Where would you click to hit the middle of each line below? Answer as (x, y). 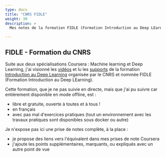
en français (24, 109)
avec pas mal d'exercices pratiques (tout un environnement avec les (82, 114)
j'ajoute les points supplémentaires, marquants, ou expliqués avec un (83, 144)
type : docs (16, 10)
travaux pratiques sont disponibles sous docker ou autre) (70, 120)
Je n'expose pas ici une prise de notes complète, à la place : (67, 129)
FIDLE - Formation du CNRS (48, 52)
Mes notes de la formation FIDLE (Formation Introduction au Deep (79, 28)
